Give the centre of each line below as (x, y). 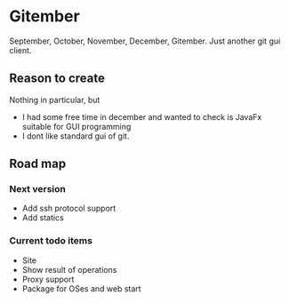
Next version (38, 189)
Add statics (43, 218)
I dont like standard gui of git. (76, 136)
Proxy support (48, 279)
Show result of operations (69, 269)
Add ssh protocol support (69, 208)
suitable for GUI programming (76, 126)
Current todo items (51, 241)
